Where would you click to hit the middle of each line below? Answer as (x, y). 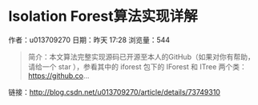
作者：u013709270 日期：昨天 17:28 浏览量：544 (89, 40)
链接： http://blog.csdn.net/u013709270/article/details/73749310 (114, 91)
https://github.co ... (58, 76)
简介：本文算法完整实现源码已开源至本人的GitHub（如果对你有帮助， (141, 56)
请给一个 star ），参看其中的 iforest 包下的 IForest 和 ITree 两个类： (137, 66)
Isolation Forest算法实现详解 (103, 16)
